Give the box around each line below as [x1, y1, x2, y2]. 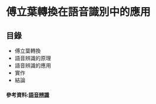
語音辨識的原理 [14, 55, 51, 62]
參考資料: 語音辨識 [6, 91, 49, 98]
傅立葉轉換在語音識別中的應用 [6, 5, 151, 19]
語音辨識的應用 [14, 62, 51, 69]
